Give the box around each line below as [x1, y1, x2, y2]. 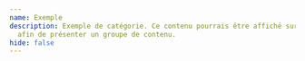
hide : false [9, 38, 54, 48]
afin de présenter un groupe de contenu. [17, 30, 177, 39]
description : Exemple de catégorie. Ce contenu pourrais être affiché [9, 22, 282, 30]
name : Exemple [9, 13, 64, 22]
